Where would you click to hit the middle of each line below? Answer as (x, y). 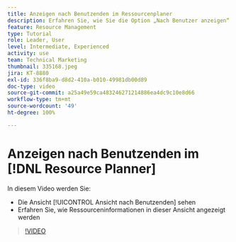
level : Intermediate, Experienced (58, 47)
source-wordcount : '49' (43, 106)
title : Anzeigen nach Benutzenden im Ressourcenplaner (90, 14)
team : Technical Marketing (47, 60)
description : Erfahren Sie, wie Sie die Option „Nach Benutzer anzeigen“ (119, 21)
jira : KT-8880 (28, 73)
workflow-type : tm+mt (39, 100)
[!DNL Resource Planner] (82, 169)
